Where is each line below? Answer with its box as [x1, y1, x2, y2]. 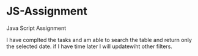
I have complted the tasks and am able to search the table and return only [6, 36, 193, 43]
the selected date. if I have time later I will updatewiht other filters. [6, 43, 173, 50]
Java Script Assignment [6, 24, 67, 32]
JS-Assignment [6, 4, 87, 18]
